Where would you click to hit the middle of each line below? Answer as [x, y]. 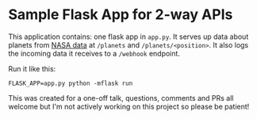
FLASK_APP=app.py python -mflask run [71, 83]
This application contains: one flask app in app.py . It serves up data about [128, 36]
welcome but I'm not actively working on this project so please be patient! [129, 106]
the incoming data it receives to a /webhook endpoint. [94, 53]
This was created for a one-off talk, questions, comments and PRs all [121, 98]
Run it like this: [32, 68]
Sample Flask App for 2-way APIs [121, 15]
